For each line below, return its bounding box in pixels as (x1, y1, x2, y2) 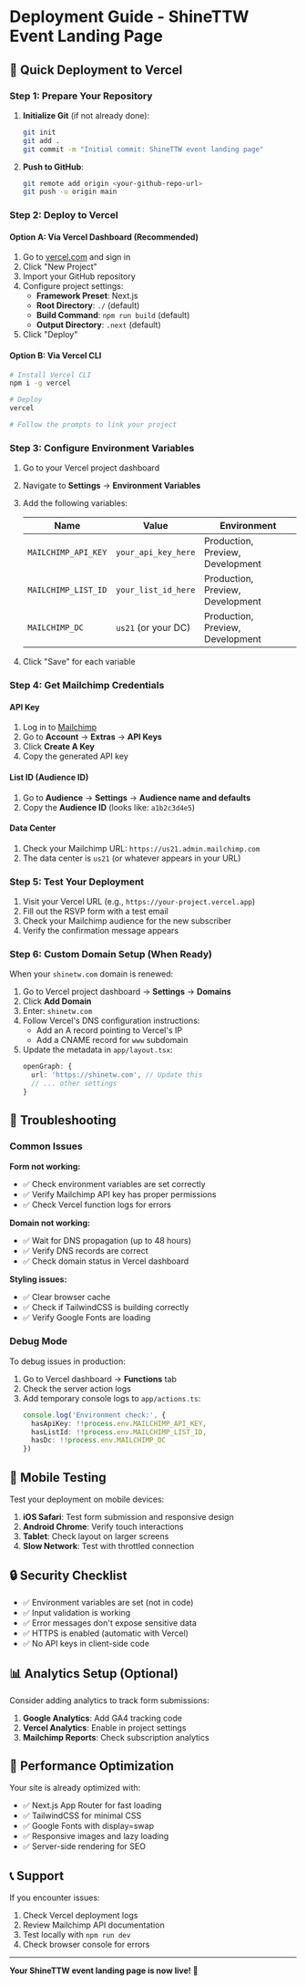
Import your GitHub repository (22, 271, 137, 282)
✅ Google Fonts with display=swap (22, 1821, 155, 1832)
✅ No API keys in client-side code (22, 1638, 150, 1649)
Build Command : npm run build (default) (36, 310, 190, 321)
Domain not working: (9, 1217, 91, 1228)
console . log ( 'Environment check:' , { (22, 1411, 167, 1420)
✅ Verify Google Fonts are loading (22, 1311, 151, 1323)
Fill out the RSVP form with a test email (22, 905, 168, 917)
